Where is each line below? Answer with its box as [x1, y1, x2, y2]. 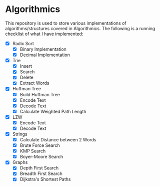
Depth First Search [19, 165, 59, 171]
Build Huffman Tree [19, 91, 60, 97]
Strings [12, 131, 27, 137]
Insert [19, 63, 32, 69]
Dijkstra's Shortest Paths [19, 176, 71, 182]
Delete [19, 74, 34, 81]
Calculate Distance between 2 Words [19, 137, 96, 142]
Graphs [12, 159, 28, 165]
